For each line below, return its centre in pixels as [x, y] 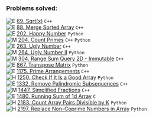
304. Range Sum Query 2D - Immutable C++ [71, 59]
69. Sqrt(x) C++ [35, 21]
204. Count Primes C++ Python [54, 40]
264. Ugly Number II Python [51, 53]
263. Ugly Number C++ [44, 46]
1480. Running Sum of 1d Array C [56, 96]
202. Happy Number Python [50, 34]
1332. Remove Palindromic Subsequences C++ [72, 84]
